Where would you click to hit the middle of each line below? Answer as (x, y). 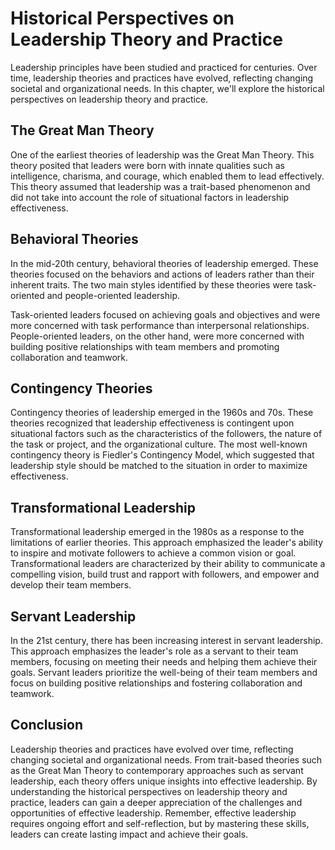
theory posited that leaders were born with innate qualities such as (147, 165)
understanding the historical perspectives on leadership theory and (149, 791)
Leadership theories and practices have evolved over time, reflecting (152, 749)
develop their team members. (71, 585)
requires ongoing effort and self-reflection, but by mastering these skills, (160, 823)
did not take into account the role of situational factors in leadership (150, 197)
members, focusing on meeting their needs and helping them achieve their (164, 661)
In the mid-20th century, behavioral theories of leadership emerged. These (164, 263)
